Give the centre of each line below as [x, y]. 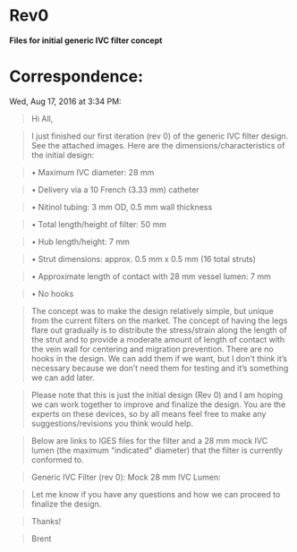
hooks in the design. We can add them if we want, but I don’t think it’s [159, 358]
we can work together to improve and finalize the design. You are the [158, 404]
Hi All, [42, 118]
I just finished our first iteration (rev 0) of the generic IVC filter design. [160, 136]
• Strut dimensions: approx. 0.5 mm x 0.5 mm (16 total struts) [144, 259]
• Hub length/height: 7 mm [80, 242]
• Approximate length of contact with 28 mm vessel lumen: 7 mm [151, 276]
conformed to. [57, 459]
